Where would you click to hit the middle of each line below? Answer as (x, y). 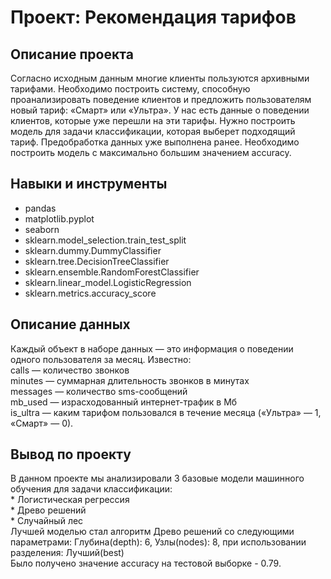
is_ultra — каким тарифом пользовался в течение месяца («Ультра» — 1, (166, 412)
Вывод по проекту (71, 454)
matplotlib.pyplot (59, 218)
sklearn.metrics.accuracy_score (90, 293)
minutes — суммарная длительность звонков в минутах (130, 380)
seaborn (42, 229)
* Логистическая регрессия (70, 500)
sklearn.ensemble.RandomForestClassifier (112, 272)
